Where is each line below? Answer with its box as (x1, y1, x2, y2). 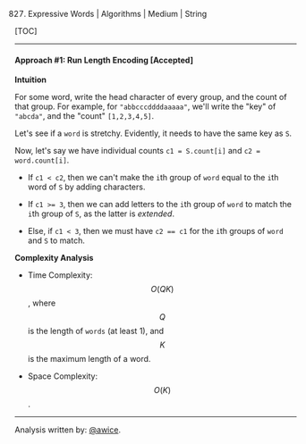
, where (27, 297, 56, 308)
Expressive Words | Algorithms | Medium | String (27, 9, 208, 19)
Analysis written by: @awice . (14, 424, 122, 435)
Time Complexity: (27, 270, 93, 281)
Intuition (14, 74, 47, 85)
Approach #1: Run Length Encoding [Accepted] (14, 54, 193, 65)
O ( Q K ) (150, 284, 174, 295)
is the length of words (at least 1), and (27, 326, 165, 337)
